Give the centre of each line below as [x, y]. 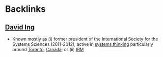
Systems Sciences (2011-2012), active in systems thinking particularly [82, 44]
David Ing [20, 27]
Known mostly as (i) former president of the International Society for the [85, 39]
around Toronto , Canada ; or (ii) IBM [48, 49]
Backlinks [26, 9]
